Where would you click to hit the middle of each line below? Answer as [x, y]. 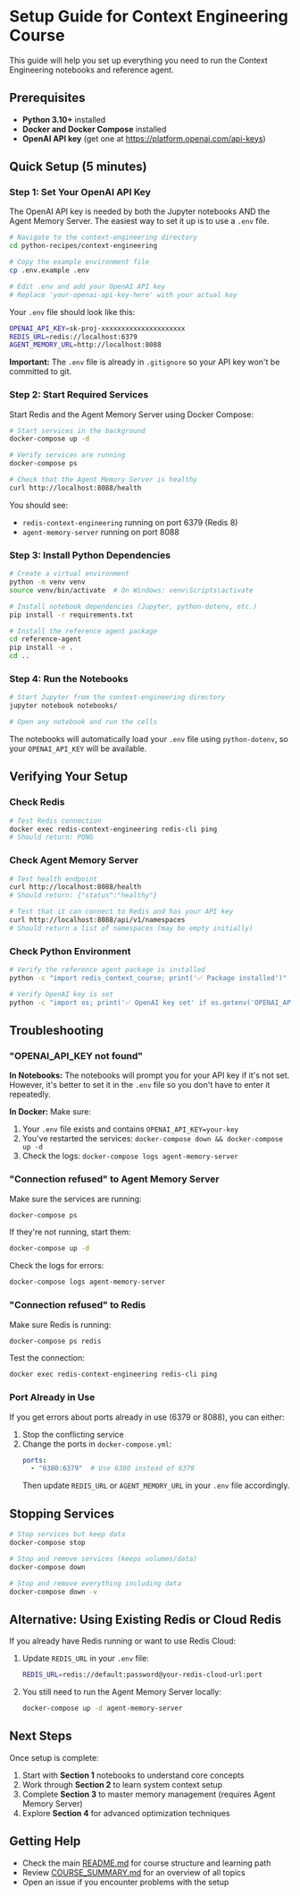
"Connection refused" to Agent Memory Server [114, 1179]
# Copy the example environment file [79, 262]
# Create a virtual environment [69, 574]
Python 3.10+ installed [64, 119]
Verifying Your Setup [69, 777]
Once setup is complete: [54, 1757]
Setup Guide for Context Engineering [149, 17]
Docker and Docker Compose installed [94, 129]
